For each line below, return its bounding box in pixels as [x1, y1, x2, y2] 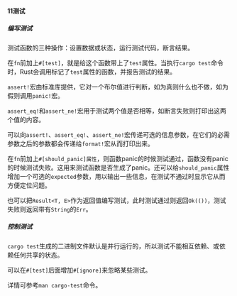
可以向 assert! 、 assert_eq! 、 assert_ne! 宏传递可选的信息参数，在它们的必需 [7, 130, 231, 138]
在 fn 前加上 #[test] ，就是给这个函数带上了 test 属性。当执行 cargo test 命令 [7, 58, 224, 67]
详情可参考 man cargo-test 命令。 [7, 280, 102, 289]
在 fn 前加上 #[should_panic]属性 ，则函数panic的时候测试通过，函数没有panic [7, 154, 228, 163]
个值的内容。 [7, 115, 45, 124]
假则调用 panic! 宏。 [7, 91, 64, 99]
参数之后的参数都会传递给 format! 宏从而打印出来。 [7, 139, 155, 148]
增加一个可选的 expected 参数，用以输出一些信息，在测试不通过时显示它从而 [7, 172, 226, 180]
